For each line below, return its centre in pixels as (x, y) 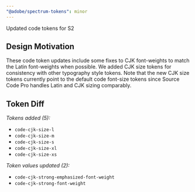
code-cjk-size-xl (36, 149)
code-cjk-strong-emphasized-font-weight (64, 177)
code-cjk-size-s (34, 142)
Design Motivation (40, 47)
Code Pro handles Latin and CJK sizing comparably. (69, 85)
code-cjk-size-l (34, 130)
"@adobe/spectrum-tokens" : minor (47, 11)
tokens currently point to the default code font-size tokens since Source (93, 79)
